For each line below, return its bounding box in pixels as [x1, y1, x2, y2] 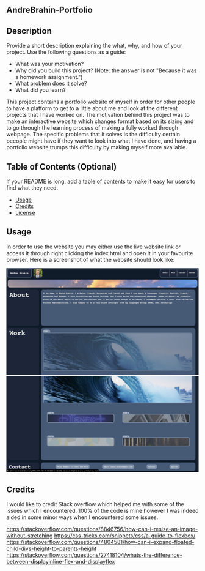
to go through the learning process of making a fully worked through [6, 124, 179, 132]
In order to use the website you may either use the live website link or [6, 243, 181, 250]
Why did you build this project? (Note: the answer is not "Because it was [15, 67, 197, 74]
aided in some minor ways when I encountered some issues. [6, 513, 159, 521]
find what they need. [6, 184, 59, 192]
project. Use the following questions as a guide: [6, 48, 126, 56]
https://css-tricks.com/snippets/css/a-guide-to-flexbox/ [54, 532, 196, 539]
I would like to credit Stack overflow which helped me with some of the [6, 501, 184, 508]
